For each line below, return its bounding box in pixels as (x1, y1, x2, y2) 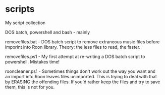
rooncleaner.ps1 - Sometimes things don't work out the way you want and (5, 68, 156, 74)
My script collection (5, 20, 46, 26)
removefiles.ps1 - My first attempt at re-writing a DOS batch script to (5, 53, 145, 60)
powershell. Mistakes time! (5, 59, 60, 64)
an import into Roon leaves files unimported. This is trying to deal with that (5, 73, 157, 79)
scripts (5, 3, 35, 15)
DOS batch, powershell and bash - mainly (5, 29, 90, 35)
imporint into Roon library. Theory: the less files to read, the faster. (5, 44, 141, 50)
